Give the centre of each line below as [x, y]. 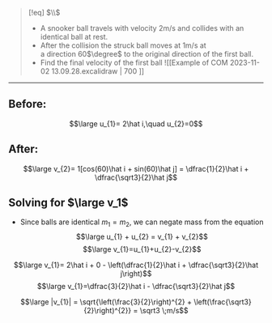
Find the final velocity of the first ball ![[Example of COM [134, 62]
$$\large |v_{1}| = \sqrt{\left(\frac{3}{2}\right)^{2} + [106, 302]
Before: [28, 104]
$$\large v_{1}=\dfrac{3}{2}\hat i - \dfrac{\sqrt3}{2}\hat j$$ [136, 287]
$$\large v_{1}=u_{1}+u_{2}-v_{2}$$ [142, 249]
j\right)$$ [136, 274]
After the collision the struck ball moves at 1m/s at [123, 45]
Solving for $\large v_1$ [68, 203]
